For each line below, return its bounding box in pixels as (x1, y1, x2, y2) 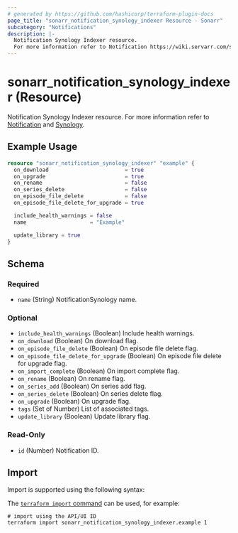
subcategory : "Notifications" (7, 23, 97, 31)
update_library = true (13, 232, 81, 239)
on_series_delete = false (13, 186, 147, 193)
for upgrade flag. (17, 360, 67, 368)
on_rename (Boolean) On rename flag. (17, 375, 125, 383)
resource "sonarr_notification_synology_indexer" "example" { (7, 159, 195, 167)
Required (7, 279, 40, 289)
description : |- (7, 30, 55, 38)
